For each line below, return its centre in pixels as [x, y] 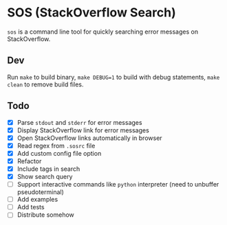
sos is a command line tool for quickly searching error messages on [102, 32]
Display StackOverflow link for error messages [83, 130]
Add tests [31, 207]
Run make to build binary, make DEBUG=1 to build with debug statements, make [113, 77]
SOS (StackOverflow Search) [92, 13]
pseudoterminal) [40, 192]
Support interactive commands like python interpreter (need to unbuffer [118, 185]
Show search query [45, 177]
